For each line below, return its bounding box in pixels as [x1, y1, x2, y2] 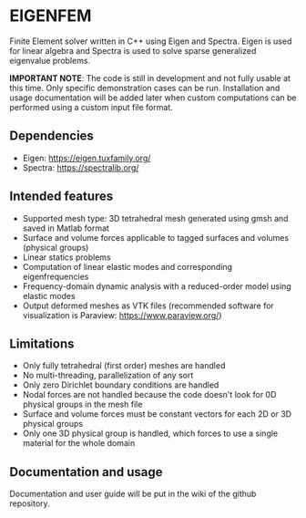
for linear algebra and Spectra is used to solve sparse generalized [9, 45, 257, 56]
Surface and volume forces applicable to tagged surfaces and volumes [22, 232, 290, 243]
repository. [9, 498, 50, 509]
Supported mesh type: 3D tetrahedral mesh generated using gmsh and [22, 212, 289, 223]
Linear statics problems [22, 252, 111, 263]
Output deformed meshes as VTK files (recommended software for [22, 300, 275, 311]
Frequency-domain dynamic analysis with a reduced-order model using [22, 280, 291, 292]
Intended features [9, 189, 114, 204]
